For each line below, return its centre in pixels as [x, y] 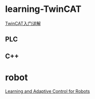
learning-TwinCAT [43, 9]
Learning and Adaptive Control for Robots [47, 91]
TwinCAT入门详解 [23, 23]
